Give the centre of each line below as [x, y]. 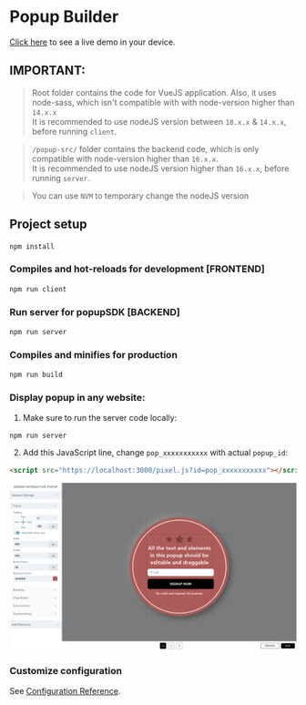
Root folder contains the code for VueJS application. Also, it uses [154, 92]
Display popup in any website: [77, 398]
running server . [61, 178]
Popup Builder [64, 17]
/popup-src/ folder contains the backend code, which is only [145, 148]
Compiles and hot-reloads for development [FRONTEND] [138, 269]
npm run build [36, 375]
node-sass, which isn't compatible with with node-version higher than [163, 102]
